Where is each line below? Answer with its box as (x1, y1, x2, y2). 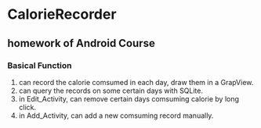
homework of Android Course (7, 37, 156, 50)
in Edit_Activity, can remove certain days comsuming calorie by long (18, 94, 240, 103)
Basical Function (7, 60, 72, 71)
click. (18, 102, 37, 112)
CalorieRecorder (7, 5, 117, 23)
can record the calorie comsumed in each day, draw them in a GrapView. (18, 77, 254, 87)
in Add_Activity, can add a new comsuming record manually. (18, 111, 214, 120)
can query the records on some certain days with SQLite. (18, 86, 204, 95)
